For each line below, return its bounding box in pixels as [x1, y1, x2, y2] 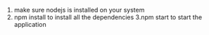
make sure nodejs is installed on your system [13, 6, 145, 14]
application [13, 21, 47, 28]
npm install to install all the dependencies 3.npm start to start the [13, 13, 203, 21]
